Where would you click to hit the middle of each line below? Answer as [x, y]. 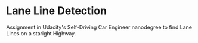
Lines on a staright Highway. [41, 33]
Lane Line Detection [57, 11]
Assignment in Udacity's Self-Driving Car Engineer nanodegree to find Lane [99, 27]
